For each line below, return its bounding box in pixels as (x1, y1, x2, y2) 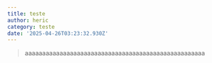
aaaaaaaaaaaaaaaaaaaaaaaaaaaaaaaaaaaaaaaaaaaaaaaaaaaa (24, 49, 206, 57)
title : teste (7, 10, 46, 17)
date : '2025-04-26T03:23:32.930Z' (7, 29, 109, 37)
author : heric (7, 17, 49, 24)
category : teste (7, 23, 55, 30)
